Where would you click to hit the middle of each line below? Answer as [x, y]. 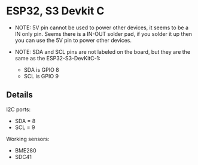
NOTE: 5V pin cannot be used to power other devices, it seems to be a [102, 27]
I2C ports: [19, 109]
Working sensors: [28, 139]
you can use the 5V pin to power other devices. [73, 40]
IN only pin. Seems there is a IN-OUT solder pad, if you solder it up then [103, 33]
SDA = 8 [25, 121]
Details [19, 95]
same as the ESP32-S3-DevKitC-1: [57, 58]
